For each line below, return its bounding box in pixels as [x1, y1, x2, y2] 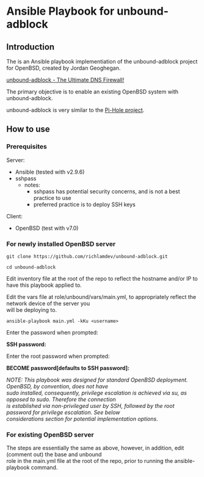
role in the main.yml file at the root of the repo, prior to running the [6, 457, 173, 465]
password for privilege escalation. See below [6, 409, 120, 416]
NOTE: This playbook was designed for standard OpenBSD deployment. [6, 376, 188, 383]
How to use [6, 124, 50, 135]
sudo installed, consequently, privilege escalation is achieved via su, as [6, 389, 188, 396]
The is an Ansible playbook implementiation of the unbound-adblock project [6, 58, 198, 65]
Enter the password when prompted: [6, 328, 99, 336]
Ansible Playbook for [6, 4, 115, 18]
